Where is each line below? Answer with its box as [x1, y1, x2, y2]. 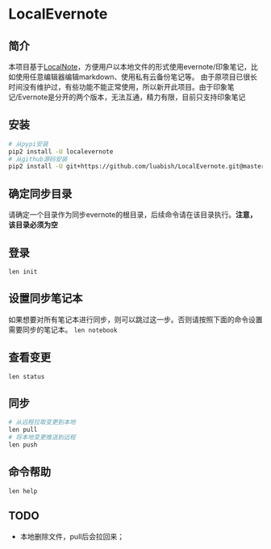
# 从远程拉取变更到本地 [8, 418, 77, 426]
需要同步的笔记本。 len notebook [8, 325, 118, 334]
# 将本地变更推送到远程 [8, 434, 77, 442]
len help [8, 487, 38, 495]
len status [8, 372, 45, 380]
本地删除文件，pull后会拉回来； [19, 531, 125, 541]
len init [8, 267, 38, 275]
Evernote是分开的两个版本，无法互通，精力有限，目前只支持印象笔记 [18, 92, 246, 102]
